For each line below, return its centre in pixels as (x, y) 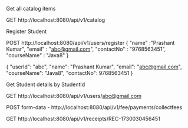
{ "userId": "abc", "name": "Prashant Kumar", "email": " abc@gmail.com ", (94, 67)
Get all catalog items (31, 9)
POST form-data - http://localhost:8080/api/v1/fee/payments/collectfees (94, 107)
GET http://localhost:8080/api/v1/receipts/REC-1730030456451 (83, 119)
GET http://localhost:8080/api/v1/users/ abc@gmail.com (74, 96)
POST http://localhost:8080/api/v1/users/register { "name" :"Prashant (90, 43)
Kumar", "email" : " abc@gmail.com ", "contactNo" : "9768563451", (86, 49)
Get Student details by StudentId (46, 84)
